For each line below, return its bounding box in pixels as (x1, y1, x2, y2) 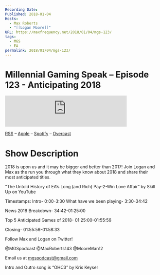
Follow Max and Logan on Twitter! (5, 236, 73, 242)
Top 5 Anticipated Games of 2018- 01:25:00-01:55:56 (5, 217, 112, 223)
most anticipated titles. (5, 174, 51, 180)
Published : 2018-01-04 (5, 12, 51, 17)
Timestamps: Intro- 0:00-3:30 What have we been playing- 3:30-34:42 (5, 198, 148, 204)
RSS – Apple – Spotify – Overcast (5, 131, 71, 137)
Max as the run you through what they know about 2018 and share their (5, 169, 148, 175)
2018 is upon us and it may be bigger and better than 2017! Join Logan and (5, 164, 155, 170)
